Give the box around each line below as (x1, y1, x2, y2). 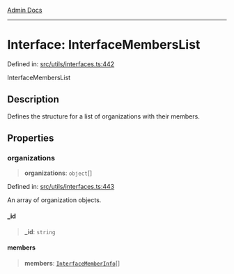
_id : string (24, 227, 56, 236)
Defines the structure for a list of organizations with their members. (7, 112, 200, 121)
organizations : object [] (24, 169, 93, 177)
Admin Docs (7, 6, 42, 14)
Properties (7, 132, 54, 144)
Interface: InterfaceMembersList (7, 37, 201, 53)
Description (7, 93, 59, 105)
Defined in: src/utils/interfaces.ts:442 (7, 59, 115, 68)
